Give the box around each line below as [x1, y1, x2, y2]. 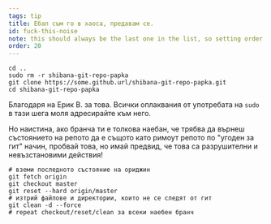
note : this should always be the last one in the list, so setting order [8, 34, 264, 43]
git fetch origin [8, 173, 67, 181]
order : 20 [8, 42, 42, 50]
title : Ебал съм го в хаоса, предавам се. [8, 19, 154, 28]
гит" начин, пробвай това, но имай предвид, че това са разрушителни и [8, 141, 258, 151]
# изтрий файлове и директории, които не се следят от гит [8, 194, 213, 203]
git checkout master [8, 180, 79, 188]
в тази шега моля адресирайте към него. [8, 109, 152, 118]
